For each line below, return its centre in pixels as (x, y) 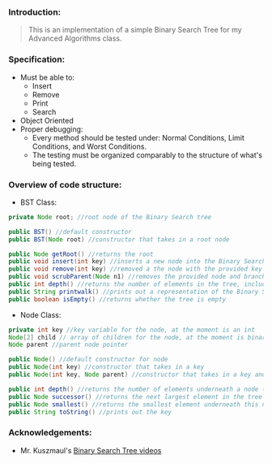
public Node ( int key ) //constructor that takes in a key (106, 367)
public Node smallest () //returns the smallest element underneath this (134, 405)
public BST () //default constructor (70, 231)
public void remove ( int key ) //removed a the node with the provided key (136, 269)
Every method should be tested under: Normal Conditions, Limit (138, 137)
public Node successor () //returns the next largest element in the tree (136, 396)
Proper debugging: (51, 129)
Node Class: (40, 314)
